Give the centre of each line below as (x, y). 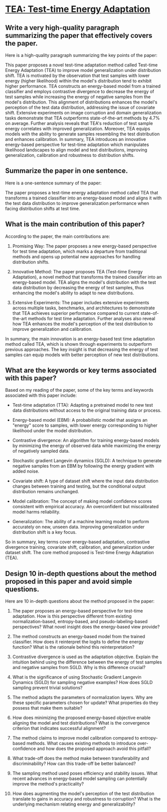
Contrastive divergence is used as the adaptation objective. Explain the (85, 657)
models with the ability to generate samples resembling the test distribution (83, 134)
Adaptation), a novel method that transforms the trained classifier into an (87, 277)
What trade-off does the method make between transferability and (81, 759)
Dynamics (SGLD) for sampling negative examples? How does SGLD (83, 683)
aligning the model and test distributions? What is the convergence (81, 723)
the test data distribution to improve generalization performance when (77, 203)
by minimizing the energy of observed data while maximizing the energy (86, 446)
